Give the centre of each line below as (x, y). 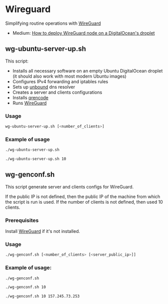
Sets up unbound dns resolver (44, 87)
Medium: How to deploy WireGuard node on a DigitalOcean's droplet (83, 33)
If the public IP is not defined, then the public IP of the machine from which (83, 196)
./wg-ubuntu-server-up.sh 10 (36, 159)
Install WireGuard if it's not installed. (43, 231)
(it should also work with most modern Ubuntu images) (69, 76)
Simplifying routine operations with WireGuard (53, 23)
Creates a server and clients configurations (57, 92)
